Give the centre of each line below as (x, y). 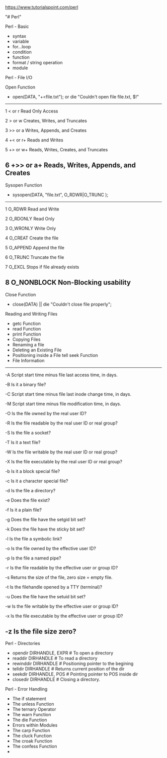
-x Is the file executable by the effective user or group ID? (64, 616)
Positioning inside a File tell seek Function (55, 355)
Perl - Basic (17, 26)
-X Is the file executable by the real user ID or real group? (64, 461)
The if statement (29, 699)
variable (21, 41)
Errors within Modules (35, 725)
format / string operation (38, 62)
